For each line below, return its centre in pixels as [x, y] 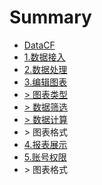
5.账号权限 [45, 157]
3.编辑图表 [45, 82]
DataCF [39, 45]
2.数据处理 [45, 69]
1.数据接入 [44, 57]
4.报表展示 [45, 144]
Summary [50, 17]
